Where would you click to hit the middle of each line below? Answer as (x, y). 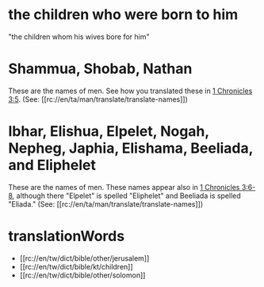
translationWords (67, 236)
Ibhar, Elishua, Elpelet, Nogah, (109, 132)
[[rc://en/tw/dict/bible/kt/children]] (76, 266)
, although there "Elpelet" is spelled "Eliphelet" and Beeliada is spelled (127, 196)
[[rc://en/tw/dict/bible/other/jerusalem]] (84, 258)
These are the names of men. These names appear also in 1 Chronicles (124, 187)
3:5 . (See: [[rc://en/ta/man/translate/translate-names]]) (98, 99)
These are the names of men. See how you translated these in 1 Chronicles (130, 91)
